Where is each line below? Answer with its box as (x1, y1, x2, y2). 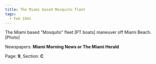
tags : (5, 12, 16, 16)
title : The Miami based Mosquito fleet (5, 7, 86, 12)
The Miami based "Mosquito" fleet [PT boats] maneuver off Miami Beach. (5, 30, 152, 35)
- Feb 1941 (9, 16, 31, 21)
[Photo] (5, 34, 20, 40)
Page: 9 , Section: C (5, 53, 44, 59)
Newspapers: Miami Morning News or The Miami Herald (5, 44, 120, 50)
